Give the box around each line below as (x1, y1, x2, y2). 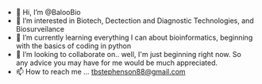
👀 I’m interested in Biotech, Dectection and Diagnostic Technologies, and (15, 16, 254, 25)
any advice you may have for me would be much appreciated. (15, 58, 218, 67)
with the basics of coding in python (15, 41, 132, 51)
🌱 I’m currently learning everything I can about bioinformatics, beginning (15, 32, 253, 42)
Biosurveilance (15, 25, 65, 33)
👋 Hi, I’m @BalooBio (15, 8, 81, 17)
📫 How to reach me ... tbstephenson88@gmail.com (15, 67, 186, 76)
